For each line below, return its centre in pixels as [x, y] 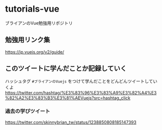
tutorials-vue [32, 9]
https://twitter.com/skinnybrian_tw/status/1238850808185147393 [71, 122]
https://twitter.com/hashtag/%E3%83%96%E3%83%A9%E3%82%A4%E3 [81, 93]
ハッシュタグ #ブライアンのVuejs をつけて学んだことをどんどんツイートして [79, 81]
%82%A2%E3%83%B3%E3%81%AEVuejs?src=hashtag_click [68, 98]
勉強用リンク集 [28, 40]
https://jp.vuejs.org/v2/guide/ [35, 52]
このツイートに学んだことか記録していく [66, 68]
